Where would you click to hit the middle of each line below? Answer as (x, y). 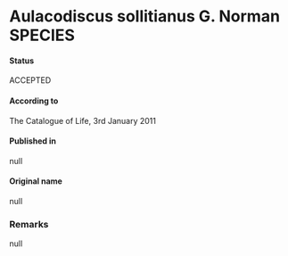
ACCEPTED (30, 80)
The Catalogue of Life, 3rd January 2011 (82, 120)
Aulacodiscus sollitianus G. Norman (145, 17)
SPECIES (42, 35)
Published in (33, 141)
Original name (36, 181)
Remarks (29, 224)
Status (22, 61)
